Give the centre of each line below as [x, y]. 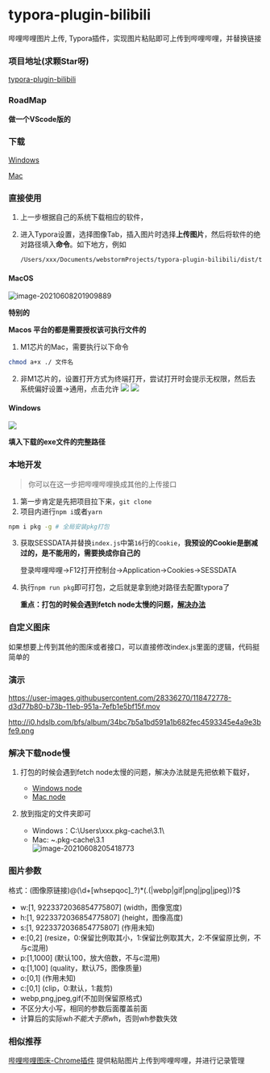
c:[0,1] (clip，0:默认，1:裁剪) [66, 988]
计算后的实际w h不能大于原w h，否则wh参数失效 [99, 1018]
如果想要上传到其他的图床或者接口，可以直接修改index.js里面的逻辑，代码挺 [134, 646]
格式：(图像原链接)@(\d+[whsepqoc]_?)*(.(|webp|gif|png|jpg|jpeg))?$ [125, 890]
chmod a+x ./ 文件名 [41, 362]
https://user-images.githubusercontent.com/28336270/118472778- [120, 698]
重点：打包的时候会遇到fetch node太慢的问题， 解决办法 [113, 604]
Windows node [57, 789]
